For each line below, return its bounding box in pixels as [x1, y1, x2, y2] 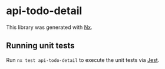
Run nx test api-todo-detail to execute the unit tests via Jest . [6, 56, 160, 63]
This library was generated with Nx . [6, 24, 93, 31]
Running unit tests [6, 41, 75, 51]
